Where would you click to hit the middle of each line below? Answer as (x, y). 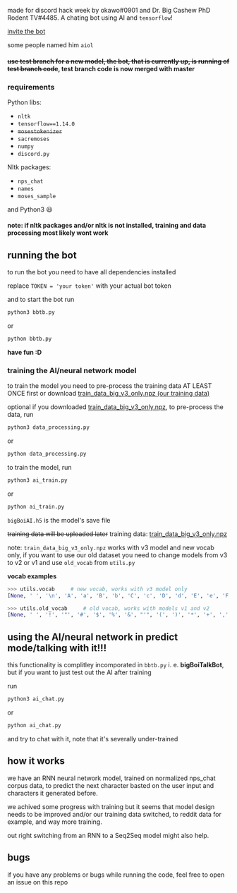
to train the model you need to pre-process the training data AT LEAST (110, 386)
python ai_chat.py (34, 726)
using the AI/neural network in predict (93, 637)
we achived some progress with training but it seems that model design (111, 806)
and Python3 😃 (30, 209)
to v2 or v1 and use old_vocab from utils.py (71, 562)
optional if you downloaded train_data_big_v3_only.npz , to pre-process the (115, 407)
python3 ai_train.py (38, 480)
